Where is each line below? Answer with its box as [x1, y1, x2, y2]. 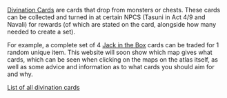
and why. [7, 70, 33, 78]
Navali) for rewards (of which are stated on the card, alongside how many [7, 21, 217, 28]
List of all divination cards [7, 84, 81, 91]
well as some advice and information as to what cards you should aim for [7, 63, 215, 71]
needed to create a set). [7, 27, 76, 36]
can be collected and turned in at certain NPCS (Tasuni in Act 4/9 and [7, 13, 206, 21]
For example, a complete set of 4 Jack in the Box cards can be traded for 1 [7, 41, 219, 49]
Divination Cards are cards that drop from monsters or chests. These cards [7, 6, 221, 14]
